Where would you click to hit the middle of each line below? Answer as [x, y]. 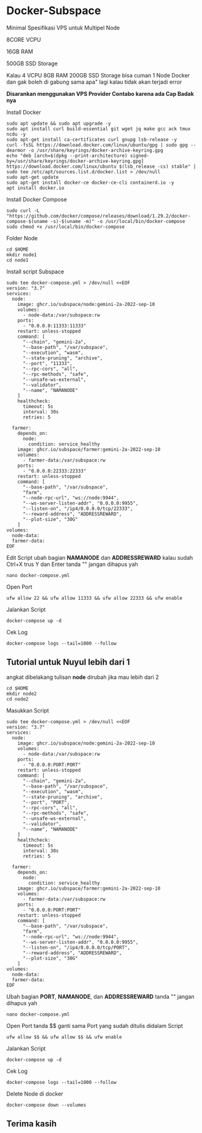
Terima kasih [32, 1124]
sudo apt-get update [33, 177]
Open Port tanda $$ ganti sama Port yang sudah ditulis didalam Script [95, 1025]
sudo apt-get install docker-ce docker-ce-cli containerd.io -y [90, 182]
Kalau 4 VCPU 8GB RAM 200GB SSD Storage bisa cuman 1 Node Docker [98, 75]
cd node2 [17, 699]
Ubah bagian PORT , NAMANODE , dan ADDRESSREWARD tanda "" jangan [100, 997]
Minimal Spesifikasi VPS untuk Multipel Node [63, 28]
